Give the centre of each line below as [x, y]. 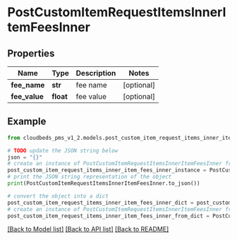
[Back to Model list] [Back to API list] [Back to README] [88, 229]
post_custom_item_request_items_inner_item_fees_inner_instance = [107, 170]
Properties [31, 53]
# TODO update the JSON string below [63, 150]
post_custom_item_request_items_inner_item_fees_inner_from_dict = [109, 216]
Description [96, 73]
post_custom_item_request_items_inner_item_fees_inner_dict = [101, 203]
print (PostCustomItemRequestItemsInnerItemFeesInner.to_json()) [104, 184]
